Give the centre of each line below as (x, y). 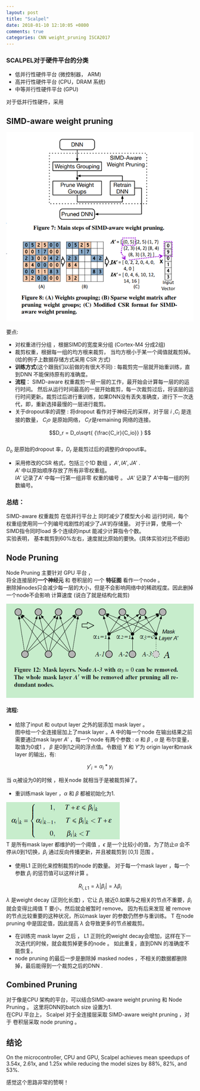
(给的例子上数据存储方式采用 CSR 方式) (63, 359)
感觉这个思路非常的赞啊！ (37, 1082)
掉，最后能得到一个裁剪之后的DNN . (59, 965)
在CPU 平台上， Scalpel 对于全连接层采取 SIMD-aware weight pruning (92, 1015)
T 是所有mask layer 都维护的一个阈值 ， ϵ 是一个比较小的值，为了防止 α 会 (96, 844)
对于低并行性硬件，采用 (35, 102)
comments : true (25, 32)
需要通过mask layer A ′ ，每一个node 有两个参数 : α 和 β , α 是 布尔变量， (103, 739)
